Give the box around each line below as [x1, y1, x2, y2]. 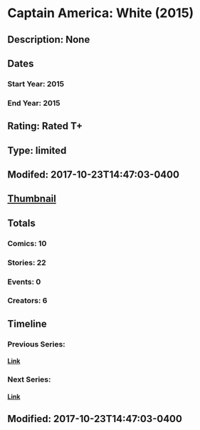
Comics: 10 [7, 238, 47, 248]
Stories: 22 [7, 257, 46, 267]
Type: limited [7, 144, 67, 156]
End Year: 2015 [7, 98, 60, 108]
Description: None [7, 34, 90, 46]
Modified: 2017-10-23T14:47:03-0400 [7, 413, 183, 425]
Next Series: [7, 374, 51, 384]
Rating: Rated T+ [7, 120, 83, 133]
